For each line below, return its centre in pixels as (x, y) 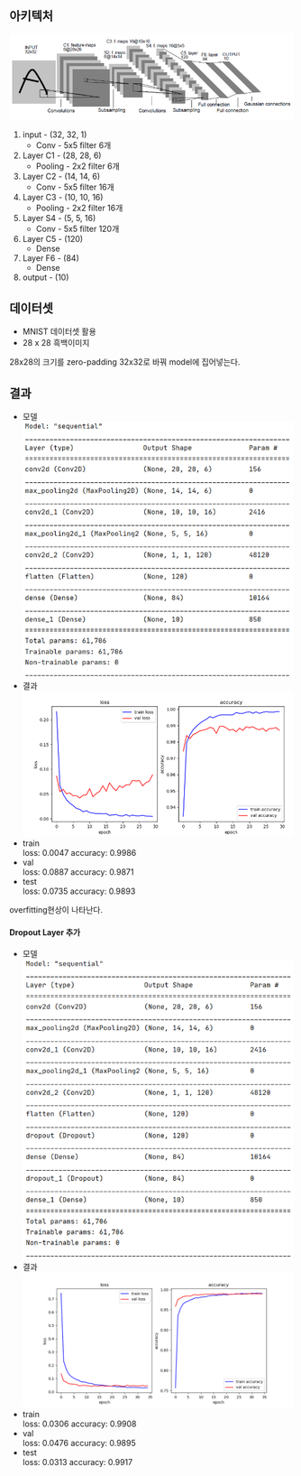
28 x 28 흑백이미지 (56, 343)
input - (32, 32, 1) (55, 135)
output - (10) (46, 277)
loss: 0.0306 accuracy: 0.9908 (79, 1424)
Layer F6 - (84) (50, 258)
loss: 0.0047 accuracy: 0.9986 (79, 853)
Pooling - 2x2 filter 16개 (79, 208)
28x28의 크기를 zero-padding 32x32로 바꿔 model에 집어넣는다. (125, 362)
